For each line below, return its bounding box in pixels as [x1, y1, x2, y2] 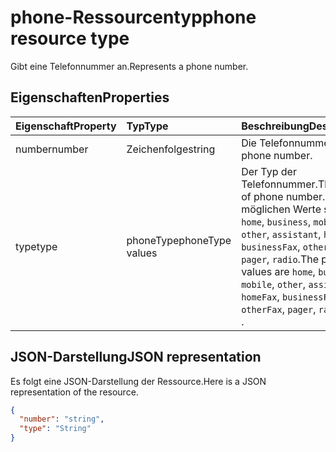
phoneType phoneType [126, 233, 232, 247]
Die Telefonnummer [241, 136, 333, 150]
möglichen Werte [241, 202, 322, 216]
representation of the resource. [10, 386, 139, 398]
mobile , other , [241, 277, 307, 291]
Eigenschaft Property [15, 119, 117, 133]
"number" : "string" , [19, 414, 105, 425]
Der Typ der [241, 164, 297, 178]
